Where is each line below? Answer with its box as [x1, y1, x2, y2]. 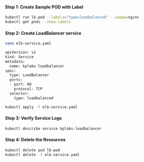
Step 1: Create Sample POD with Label [5, 4, 84, 10]
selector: [9, 91, 29, 96]
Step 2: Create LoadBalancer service [5, 30, 82, 36]
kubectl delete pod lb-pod [5, 148, 60, 153]
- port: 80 [9, 82, 32, 87]
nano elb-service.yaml [5, 41, 51, 46]
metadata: [5, 59, 25, 64]
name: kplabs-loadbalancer [9, 64, 65, 68]
